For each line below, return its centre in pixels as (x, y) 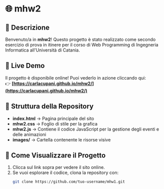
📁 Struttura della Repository (49, 106)
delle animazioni (29, 134)
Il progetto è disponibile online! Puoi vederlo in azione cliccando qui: (76, 77)
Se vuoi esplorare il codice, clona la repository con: (65, 172)
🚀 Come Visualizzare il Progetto (55, 155)
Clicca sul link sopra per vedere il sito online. (59, 167)
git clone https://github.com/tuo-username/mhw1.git (69, 182)
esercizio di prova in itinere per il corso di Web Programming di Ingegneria (82, 45)
